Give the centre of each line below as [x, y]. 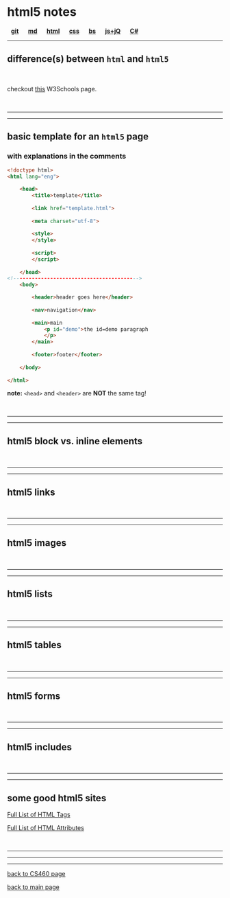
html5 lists [30, 594]
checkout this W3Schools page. [52, 89]
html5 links [31, 492]
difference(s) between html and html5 [88, 59]
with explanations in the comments [67, 157]
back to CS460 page [36, 873]
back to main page [34, 887]
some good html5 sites [57, 798]
